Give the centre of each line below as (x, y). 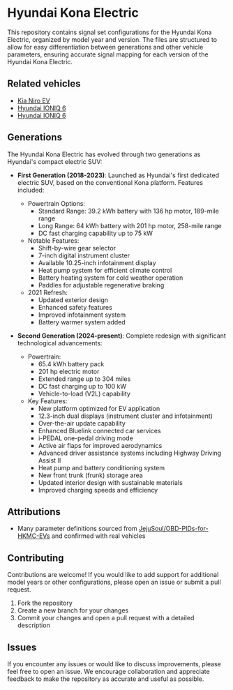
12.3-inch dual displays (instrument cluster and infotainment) (125, 416)
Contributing (36, 558)
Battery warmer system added (82, 322)
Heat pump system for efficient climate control (105, 270)
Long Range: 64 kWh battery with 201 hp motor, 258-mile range (130, 225)
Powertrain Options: (57, 203)
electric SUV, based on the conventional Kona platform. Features (110, 182)
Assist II (50, 460)
